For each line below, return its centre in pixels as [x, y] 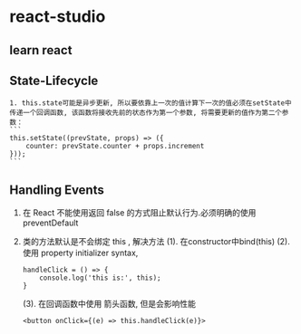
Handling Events [57, 190]
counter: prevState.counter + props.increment [115, 147]
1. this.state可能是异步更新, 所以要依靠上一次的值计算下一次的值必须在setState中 [150, 103]
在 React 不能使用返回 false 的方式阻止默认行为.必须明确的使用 [139, 213]
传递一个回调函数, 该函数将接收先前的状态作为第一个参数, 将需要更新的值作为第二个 [146, 113]
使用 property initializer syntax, [80, 253]
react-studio [58, 17]
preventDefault [50, 223]
